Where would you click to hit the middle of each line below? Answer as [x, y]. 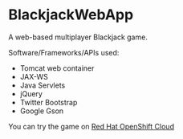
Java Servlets [43, 85]
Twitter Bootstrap [49, 102]
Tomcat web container [57, 68]
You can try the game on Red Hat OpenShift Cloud [91, 126]
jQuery [31, 93]
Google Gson [42, 111]
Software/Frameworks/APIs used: [64, 52]
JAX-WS [34, 76]
